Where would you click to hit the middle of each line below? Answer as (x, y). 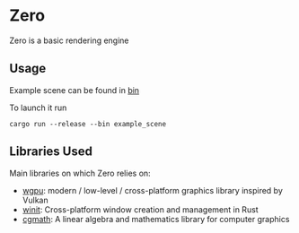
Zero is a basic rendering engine (69, 40)
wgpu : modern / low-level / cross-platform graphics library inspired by (152, 190)
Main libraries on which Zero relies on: (80, 173)
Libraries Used (51, 152)
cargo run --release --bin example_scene (88, 124)
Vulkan (35, 200)
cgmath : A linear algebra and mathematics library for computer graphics (156, 219)
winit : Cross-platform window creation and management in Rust (140, 209)
